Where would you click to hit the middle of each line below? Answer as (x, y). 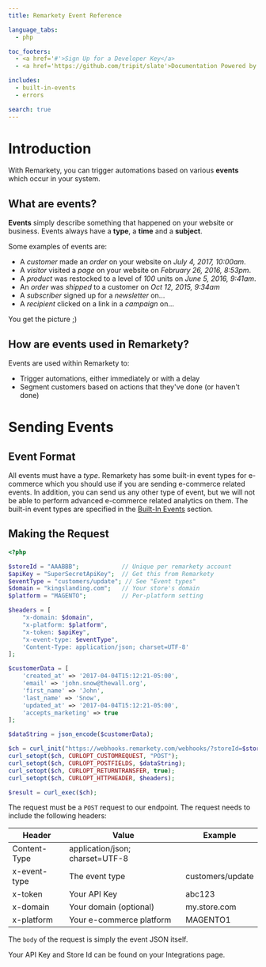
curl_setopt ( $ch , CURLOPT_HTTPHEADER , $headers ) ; (92, 778)
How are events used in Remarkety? (99, 344)
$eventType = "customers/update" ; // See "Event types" (102, 581)
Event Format (42, 456)
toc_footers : (30, 51)
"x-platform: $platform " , (65, 625)
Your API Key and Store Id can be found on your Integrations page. (117, 955)
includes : (25, 81)
